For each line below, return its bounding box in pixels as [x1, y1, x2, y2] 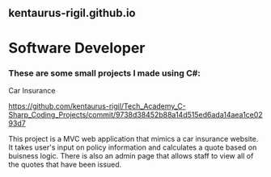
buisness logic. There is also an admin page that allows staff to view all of [8, 150, 254, 160]
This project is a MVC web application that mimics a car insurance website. [8, 134, 259, 143]
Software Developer [8, 39, 146, 57]
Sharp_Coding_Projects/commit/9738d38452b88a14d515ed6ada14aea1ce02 [8, 109, 263, 119]
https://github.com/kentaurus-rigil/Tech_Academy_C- [8, 101, 186, 111]
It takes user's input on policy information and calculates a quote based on [8, 142, 257, 152]
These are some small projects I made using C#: [8, 68, 201, 79]
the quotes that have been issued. [8, 159, 122, 169]
